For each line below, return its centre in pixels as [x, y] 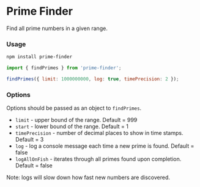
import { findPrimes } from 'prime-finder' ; [64, 68]
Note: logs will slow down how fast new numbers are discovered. [88, 177]
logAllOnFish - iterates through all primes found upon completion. [98, 159]
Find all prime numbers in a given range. [57, 28]
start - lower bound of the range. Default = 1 [72, 126]
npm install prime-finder [39, 57]
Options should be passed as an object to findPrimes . [74, 108]
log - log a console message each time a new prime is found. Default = [105, 146]
